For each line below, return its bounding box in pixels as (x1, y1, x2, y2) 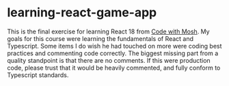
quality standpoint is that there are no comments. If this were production (7, 56, 211, 64)
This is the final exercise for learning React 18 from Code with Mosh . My (7, 27, 210, 35)
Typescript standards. (7, 70, 69, 79)
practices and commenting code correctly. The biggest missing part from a (7, 49, 219, 57)
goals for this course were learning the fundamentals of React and (7, 34, 193, 42)
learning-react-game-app (7, 5, 157, 20)
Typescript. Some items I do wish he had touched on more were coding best (7, 42, 222, 50)
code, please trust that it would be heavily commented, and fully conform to (7, 63, 221, 72)
